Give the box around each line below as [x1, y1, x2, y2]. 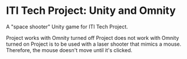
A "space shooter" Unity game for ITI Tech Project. [6, 23, 128, 30]
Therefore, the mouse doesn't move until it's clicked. [6, 46, 133, 53]
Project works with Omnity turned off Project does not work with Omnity [6, 34, 179, 41]
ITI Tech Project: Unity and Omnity [6, 4, 176, 17]
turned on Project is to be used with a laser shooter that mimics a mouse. [6, 40, 182, 47]
